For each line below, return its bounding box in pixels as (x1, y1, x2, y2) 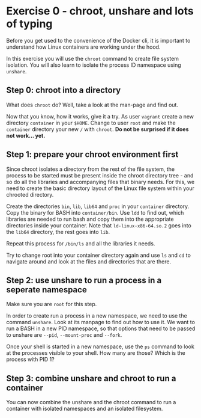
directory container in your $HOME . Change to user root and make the (6, 119, 176, 126)
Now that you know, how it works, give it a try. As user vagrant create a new (6, 112, 194, 120)
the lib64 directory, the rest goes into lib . (6, 228, 110, 235)
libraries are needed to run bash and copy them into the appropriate (6, 215, 174, 223)
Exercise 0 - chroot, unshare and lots (6, 4, 194, 18)
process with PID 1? (6, 356, 55, 363)
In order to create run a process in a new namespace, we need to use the (6, 312, 187, 319)
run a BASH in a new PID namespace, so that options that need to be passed (6, 325, 196, 332)
